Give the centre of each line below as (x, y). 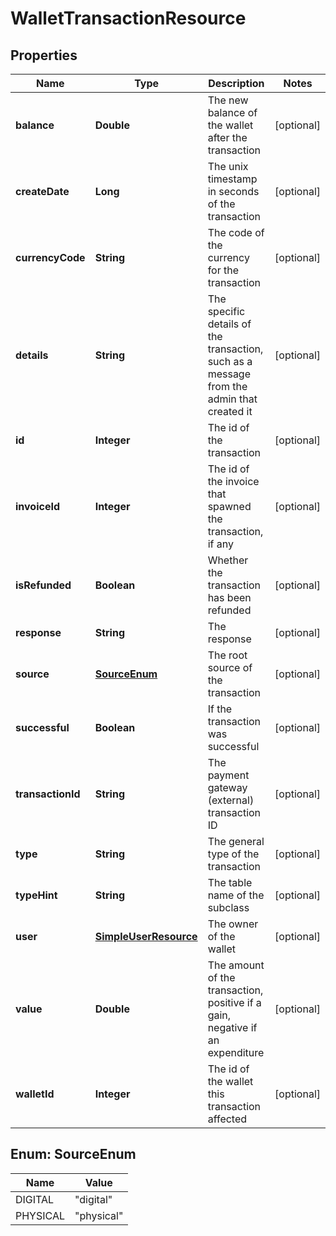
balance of (232, 112)
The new (228, 100)
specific (226, 311)
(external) (231, 800)
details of (229, 324)
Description (236, 83)
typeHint (36, 895)
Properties (44, 55)
